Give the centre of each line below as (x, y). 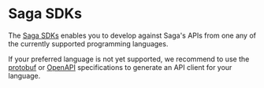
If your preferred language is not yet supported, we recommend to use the (129, 59)
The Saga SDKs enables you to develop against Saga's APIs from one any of (132, 35)
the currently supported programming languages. (88, 43)
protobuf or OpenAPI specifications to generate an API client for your (120, 67)
